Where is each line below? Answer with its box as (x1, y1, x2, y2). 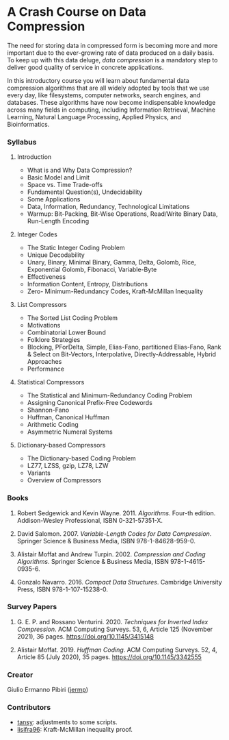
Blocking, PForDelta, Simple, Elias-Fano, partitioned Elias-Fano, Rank (27, 343, 221, 351)
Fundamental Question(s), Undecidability (27, 188, 143, 196)
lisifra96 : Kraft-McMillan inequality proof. (16, 726, 133, 734)
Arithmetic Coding (27, 421, 79, 429)
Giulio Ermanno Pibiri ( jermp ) (7, 686, 89, 694)
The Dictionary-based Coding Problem (27, 454, 137, 463)
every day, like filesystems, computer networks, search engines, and (7, 90, 201, 99)
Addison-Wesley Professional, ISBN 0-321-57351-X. (16, 516, 163, 524)
